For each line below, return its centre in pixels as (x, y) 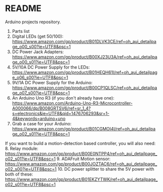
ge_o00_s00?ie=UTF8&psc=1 (41, 46)
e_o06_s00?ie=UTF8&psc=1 (40, 77)
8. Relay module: (22, 148)
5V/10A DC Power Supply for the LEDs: (51, 67)
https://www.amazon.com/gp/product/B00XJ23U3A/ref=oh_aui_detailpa (85, 57)
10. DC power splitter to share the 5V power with (106, 169)
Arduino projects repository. (33, 22)
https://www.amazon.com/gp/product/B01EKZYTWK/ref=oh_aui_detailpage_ (81, 179)
